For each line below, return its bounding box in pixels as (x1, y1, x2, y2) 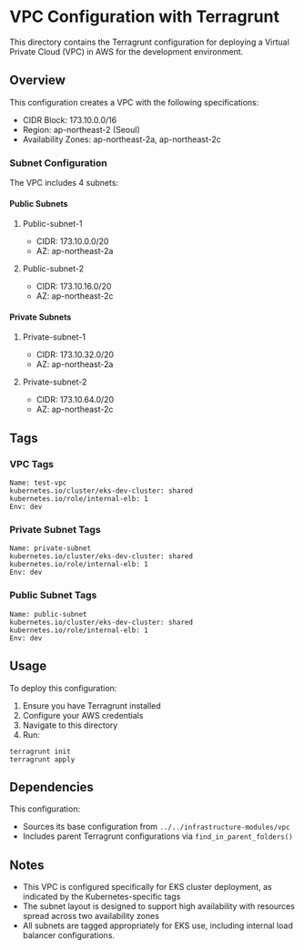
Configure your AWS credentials (22, 710, 144, 720)
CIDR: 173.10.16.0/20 (35, 281, 112, 292)
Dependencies (9, 779, 94, 794)
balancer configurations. (22, 930, 116, 941)
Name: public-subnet (9, 609, 88, 618)
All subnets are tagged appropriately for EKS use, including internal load (22, 920, 293, 931)
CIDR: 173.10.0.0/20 (35, 236, 109, 247)
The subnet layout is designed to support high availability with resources (22, 901, 296, 912)
